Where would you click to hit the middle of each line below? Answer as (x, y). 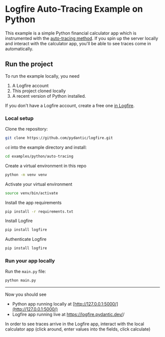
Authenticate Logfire (26, 239)
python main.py (21, 281)
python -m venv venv (26, 175)
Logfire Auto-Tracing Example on (74, 9)
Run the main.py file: (26, 272)
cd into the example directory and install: (46, 147)
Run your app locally (30, 261)
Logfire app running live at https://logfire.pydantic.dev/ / (68, 314)
